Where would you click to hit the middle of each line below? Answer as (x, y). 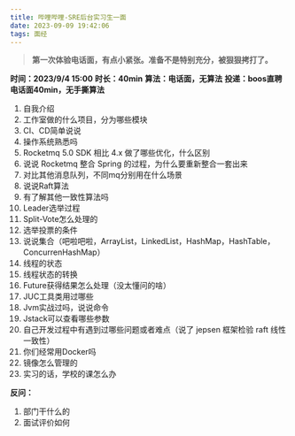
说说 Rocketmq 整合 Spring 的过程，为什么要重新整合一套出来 (135, 164)
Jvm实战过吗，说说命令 (66, 308)
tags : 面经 (29, 34)
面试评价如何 (46, 423)
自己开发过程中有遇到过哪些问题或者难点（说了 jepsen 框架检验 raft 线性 (154, 330)
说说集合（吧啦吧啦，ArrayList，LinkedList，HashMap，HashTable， (149, 241)
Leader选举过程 (51, 208)
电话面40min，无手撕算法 (58, 90)
